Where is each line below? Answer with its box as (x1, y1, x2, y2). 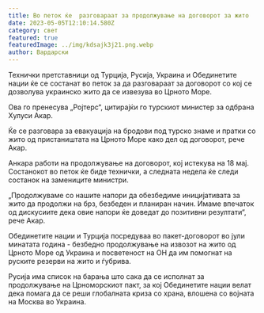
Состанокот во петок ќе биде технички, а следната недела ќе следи (8, 167, 239, 176)
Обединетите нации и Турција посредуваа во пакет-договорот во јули (8, 231, 245, 240)
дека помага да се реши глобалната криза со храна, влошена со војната (8, 288, 255, 298)
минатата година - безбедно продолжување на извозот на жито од (8, 239, 236, 249)
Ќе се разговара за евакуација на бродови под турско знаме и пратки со (8, 126, 256, 136)
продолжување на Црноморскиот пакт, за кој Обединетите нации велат (8, 281, 251, 289)
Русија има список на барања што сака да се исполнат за (8, 272, 205, 281)
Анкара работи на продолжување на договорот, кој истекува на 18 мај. (8, 158, 250, 167)
